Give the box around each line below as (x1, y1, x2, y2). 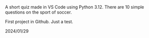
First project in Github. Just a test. (5, 19, 73, 24)
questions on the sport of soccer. (5, 9, 72, 15)
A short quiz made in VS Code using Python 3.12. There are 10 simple (5, 4, 144, 10)
